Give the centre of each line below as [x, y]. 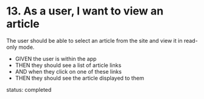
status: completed [29, 89]
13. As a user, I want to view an [85, 11]
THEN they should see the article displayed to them [79, 78]
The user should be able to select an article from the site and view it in [94, 40]
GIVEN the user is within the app [56, 59]
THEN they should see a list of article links [68, 65]
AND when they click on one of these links [68, 71]
